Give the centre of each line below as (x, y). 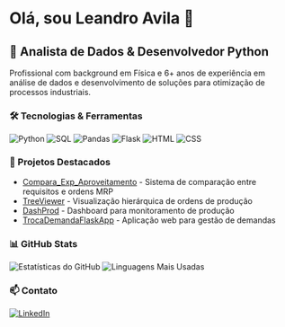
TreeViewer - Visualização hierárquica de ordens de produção (138, 200)
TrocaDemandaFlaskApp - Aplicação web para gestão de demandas (149, 220)
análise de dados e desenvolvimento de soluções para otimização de (137, 83)
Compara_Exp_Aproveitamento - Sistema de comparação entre (139, 181)
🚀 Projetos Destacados (60, 163)
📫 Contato (34, 290)
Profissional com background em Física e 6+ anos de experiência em (137, 73)
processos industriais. (50, 92)
